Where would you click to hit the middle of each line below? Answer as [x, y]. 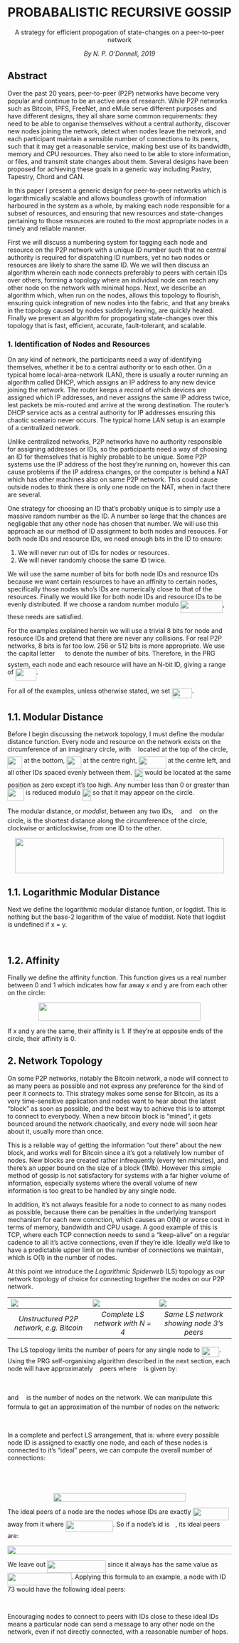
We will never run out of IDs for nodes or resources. [93, 553]
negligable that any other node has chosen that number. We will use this [113, 524]
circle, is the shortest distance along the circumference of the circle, [107, 820]
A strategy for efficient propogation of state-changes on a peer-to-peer [119, 32]
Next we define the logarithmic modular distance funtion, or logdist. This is [117, 909]
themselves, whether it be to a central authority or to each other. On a [110, 367]
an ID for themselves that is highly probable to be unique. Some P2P [107, 457]
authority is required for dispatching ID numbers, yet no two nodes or [109, 257]
